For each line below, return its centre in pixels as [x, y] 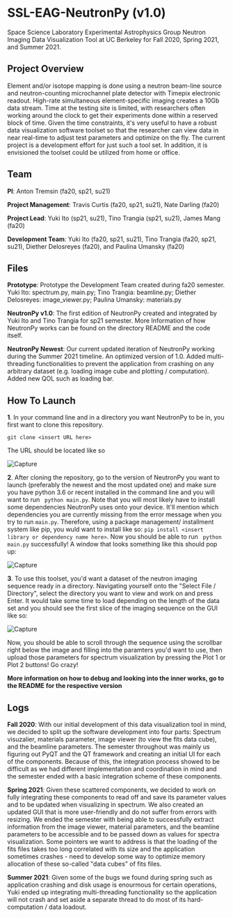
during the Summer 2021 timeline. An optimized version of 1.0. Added [106, 356]
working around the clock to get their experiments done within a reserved [112, 115]
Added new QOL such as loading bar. [61, 378]
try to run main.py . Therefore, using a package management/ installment [111, 522]
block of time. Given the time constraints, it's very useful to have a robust [112, 123]
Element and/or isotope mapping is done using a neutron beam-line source [115, 86]
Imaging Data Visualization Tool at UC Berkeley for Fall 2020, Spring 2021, [113, 39]
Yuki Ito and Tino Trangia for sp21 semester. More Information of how [106, 321]
